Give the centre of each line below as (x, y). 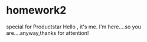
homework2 (36, 10)
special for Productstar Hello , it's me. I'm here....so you (74, 27)
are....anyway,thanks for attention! (48, 33)
